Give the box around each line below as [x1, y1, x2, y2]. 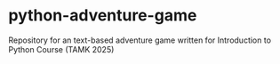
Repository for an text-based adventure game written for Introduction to [8, 35, 272, 45]
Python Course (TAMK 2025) [8, 44, 115, 54]
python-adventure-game [8, 5, 197, 26]
